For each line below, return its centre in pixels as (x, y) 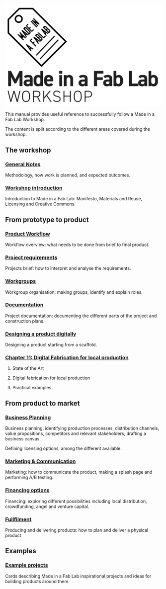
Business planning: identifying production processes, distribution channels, (82, 428)
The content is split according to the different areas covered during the (78, 129)
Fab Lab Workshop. (25, 120)
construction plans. (25, 321)
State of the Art (28, 368)
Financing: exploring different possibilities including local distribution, (76, 501)
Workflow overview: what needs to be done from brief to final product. (77, 245)
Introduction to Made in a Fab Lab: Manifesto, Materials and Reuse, (74, 199)
